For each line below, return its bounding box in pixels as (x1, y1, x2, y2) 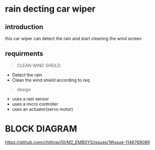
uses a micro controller (12, 101, 58, 107)
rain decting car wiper (5, 3, 96, 15)
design (17, 86, 31, 92)
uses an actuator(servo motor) (12, 106, 73, 112)
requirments (5, 50, 44, 58)
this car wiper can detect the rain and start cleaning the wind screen (5, 35, 142, 41)
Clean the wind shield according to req (12, 77, 90, 83)
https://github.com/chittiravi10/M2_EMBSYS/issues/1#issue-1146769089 (5, 139, 150, 145)
